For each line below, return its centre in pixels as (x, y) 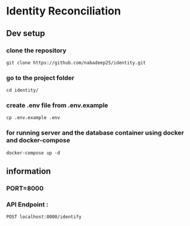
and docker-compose (38, 141)
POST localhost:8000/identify (44, 217)
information (28, 172)
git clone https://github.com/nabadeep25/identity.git (76, 63)
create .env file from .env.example (57, 105)
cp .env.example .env (33, 118)
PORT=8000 (25, 189)
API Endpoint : (28, 204)
